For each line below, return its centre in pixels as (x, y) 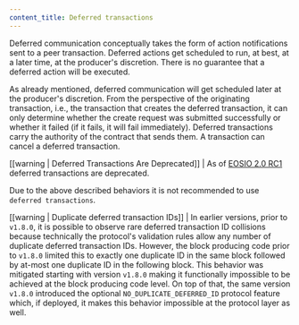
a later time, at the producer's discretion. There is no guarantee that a (137, 62)
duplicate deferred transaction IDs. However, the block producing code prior (149, 245)
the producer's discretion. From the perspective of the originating (129, 98)
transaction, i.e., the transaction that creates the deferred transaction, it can (149, 107)
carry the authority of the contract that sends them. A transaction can (137, 136)
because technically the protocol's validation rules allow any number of (140, 236)
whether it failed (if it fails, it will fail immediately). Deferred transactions (141, 127)
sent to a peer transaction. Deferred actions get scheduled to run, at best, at (149, 52)
